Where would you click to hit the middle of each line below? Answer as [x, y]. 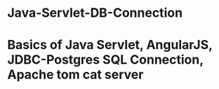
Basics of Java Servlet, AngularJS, [110, 45]
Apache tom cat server [75, 75]
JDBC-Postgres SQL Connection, [105, 60]
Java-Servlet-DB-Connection [95, 13]
